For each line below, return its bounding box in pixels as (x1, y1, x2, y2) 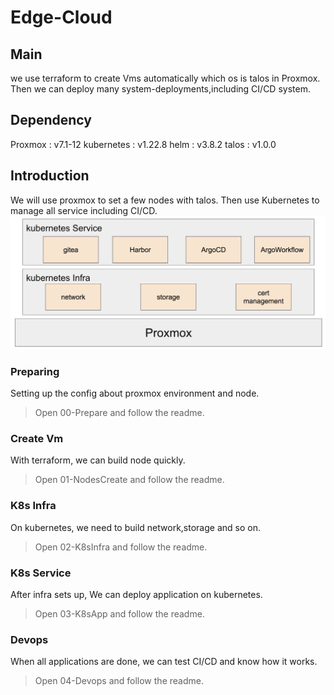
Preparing (10, 364, 60, 378)
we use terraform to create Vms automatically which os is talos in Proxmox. (10, 72, 321, 84)
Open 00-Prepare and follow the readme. (34, 407, 205, 419)
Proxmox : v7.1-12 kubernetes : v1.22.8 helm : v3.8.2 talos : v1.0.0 (10, 138, 277, 150)
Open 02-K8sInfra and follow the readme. (34, 541, 208, 553)
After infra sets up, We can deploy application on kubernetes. (10, 588, 263, 600)
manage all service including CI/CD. (10, 204, 158, 216)
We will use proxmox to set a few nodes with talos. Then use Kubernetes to (10, 194, 320, 206)
